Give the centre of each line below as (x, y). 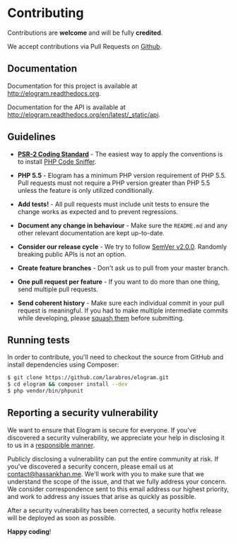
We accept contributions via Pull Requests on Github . (85, 46)
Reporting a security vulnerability (83, 413)
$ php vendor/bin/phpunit (45, 391)
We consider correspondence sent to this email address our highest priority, (118, 489)
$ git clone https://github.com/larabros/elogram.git (88, 378)
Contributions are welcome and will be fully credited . (85, 33)
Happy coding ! (29, 531)
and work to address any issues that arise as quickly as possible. (102, 496)
